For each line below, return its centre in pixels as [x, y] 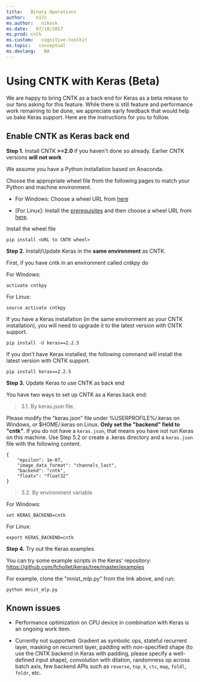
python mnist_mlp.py [32, 589]
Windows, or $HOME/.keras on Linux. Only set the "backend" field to [93, 424]
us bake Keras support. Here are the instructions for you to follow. [88, 117]
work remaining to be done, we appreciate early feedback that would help [98, 111]
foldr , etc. [28, 673]
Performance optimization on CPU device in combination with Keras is [102, 623]
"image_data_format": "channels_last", [67, 465]
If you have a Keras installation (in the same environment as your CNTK [95, 319]
